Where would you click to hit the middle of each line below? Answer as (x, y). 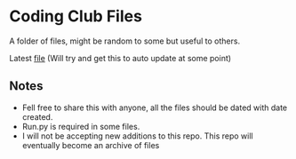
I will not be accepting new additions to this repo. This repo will (137, 136)
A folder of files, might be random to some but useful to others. (125, 41)
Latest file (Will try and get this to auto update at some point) (120, 58)
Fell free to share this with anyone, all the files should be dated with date (154, 107)
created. (37, 116)
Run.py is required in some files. (81, 126)
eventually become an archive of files (91, 145)
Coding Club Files (76, 16)
